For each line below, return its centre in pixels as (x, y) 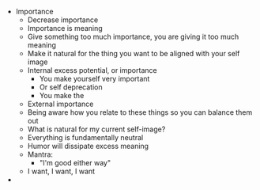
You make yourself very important (94, 79)
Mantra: (40, 154)
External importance (60, 104)
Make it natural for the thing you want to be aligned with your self (134, 53)
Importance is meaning (65, 28)
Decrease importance (63, 20)
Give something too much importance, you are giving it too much (133, 36)
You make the (62, 95)
